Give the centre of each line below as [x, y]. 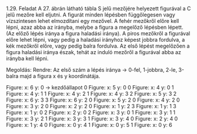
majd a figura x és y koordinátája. [60, 76]
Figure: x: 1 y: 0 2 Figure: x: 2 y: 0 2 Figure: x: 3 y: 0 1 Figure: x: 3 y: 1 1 [91, 112]
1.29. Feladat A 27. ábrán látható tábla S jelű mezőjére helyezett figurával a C [98, 9]
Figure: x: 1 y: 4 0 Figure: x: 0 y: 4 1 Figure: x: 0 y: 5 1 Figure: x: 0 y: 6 [89, 125]
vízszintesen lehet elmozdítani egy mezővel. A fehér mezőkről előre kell [93, 21]
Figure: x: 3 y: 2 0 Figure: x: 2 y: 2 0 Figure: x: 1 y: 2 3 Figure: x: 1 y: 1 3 [91, 106]
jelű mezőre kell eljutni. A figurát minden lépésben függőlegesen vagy [91, 15]
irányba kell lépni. [27, 58]
